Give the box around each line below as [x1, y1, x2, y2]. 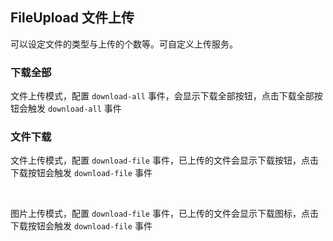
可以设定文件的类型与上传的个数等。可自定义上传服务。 [10, 38, 238, 50]
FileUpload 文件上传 [10, 9, 135, 27]
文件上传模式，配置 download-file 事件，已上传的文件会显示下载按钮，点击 [10, 154, 319, 167]
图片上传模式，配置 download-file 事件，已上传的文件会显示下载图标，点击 [10, 208, 319, 220]
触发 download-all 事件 [27, 103, 122, 115]
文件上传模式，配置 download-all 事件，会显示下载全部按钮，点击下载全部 [10, 90, 315, 102]
